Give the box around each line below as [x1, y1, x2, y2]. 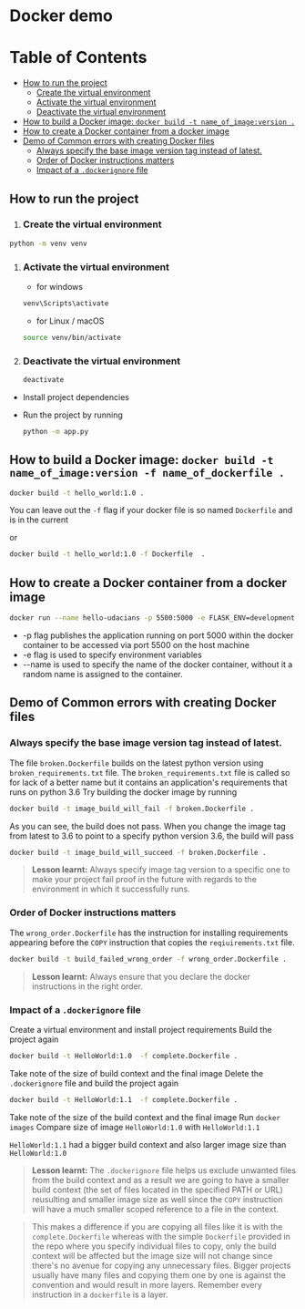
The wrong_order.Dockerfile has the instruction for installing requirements [9, 927, 289, 938]
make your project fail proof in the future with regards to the [31, 874, 258, 885]
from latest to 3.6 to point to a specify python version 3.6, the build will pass [9, 830, 294, 841]
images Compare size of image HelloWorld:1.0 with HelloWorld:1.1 [9, 1121, 260, 1132]
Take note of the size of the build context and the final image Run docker [9, 1111, 280, 1122]
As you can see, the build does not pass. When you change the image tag [9, 820, 287, 831]
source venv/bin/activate [22, 333, 121, 342]
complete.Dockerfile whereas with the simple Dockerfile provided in [31, 1231, 291, 1242]
